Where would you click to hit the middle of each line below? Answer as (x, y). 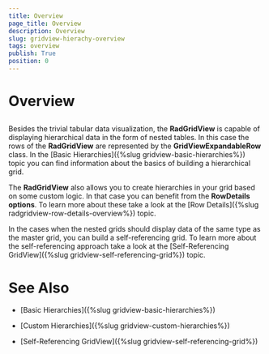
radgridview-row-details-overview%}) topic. (82, 213)
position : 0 (28, 62)
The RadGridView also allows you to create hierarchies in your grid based (132, 188)
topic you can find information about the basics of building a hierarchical (130, 164)
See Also (39, 288)
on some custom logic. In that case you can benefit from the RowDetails (129, 196)
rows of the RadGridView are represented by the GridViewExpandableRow (135, 146)
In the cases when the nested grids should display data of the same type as (134, 229)
